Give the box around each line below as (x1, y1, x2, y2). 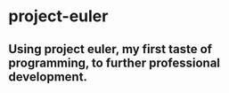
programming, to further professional (8, 55, 220, 70)
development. (8, 69, 88, 84)
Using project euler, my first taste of (8, 42, 213, 57)
